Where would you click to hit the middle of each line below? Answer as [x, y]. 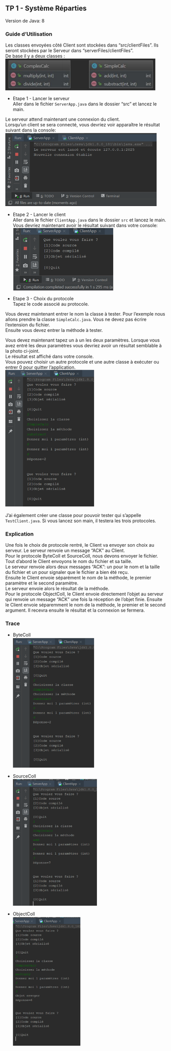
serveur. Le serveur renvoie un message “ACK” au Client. [65, 551]
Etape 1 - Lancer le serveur [41, 99]
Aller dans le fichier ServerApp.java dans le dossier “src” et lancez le [85, 104]
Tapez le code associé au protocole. [51, 304]
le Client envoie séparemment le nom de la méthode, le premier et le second [86, 605]
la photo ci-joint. [22, 351]
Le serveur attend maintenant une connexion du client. [63, 119]
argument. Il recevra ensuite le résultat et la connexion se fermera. [75, 610]
